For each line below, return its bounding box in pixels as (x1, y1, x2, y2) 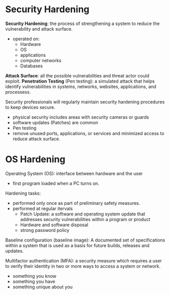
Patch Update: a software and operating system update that (20, 210, 146, 217)
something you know (12, 273, 57, 279)
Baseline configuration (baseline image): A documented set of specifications (5, 237, 165, 243)
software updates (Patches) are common (12, 119, 98, 125)
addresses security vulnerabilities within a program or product (20, 216, 151, 222)
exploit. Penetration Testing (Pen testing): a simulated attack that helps (5, 78, 155, 84)
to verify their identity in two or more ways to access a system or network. (5, 263, 161, 269)
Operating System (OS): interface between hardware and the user (5, 170, 143, 176)
